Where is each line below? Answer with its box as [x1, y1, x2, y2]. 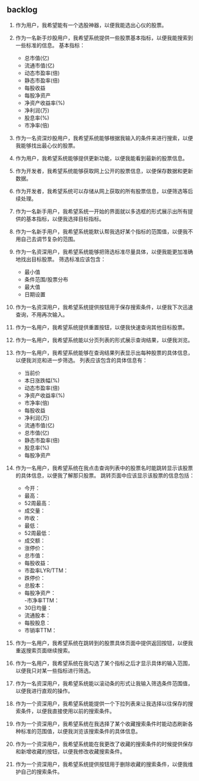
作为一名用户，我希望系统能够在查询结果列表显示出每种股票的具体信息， [15, 349, 193, 356]
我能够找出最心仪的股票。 [15, 142, 79, 149]
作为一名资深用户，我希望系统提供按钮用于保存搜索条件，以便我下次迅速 [15, 303, 193, 311]
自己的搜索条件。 [20, 768, 63, 775]
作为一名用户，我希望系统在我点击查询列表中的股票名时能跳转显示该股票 [15, 464, 193, 472]
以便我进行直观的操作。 [15, 687, 73, 694]
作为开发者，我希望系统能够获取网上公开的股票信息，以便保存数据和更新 [15, 167, 193, 174]
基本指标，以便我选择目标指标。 [26, 215, 105, 222]
